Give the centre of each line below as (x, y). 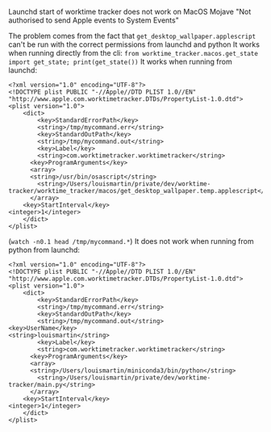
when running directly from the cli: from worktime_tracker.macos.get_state (133, 53)
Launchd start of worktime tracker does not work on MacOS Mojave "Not (130, 12)
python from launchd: (44, 250)
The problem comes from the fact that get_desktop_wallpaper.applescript (132, 36)
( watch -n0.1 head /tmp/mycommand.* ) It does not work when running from (131, 241)
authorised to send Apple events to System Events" (94, 20)
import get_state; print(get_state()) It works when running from (120, 61)
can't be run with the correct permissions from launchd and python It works (134, 44)
